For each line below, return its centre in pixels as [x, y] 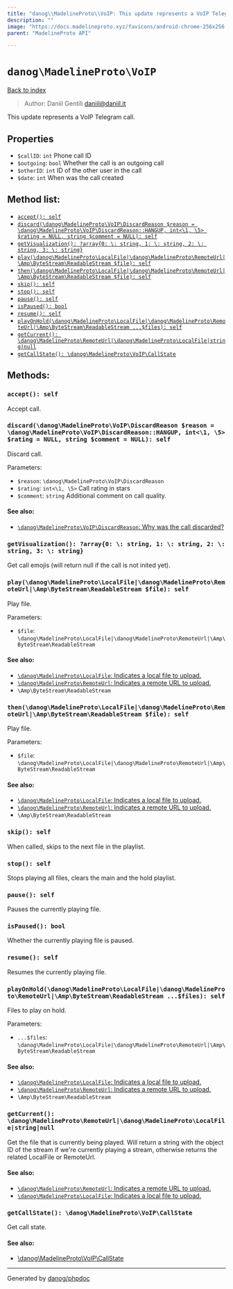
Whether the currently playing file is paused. [70, 941]
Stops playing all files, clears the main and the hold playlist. [92, 878]
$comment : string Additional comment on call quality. [92, 495]
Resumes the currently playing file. [57, 972]
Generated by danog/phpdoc [49, 1279]
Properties [31, 139]
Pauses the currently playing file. [54, 909]
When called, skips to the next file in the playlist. [76, 846]
